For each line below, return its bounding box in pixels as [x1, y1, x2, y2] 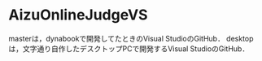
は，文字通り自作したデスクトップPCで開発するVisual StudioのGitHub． [8, 43, 250, 54]
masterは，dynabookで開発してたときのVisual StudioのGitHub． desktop [8, 33, 254, 43]
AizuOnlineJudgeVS [8, 6, 148, 24]
